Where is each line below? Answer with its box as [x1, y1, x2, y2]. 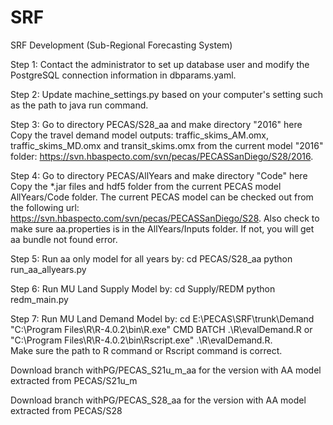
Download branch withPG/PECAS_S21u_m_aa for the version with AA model [10, 364, 322, 376]
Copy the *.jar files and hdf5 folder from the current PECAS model [10, 180, 282, 192]
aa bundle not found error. [10, 233, 118, 245]
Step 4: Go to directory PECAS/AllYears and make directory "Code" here [10, 169, 308, 181]
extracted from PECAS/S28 [10, 404, 123, 416]
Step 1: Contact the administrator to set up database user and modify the [10, 58, 310, 70]
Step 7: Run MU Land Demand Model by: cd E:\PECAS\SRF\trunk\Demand [10, 312, 315, 325]
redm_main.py [10, 293, 69, 305]
